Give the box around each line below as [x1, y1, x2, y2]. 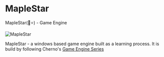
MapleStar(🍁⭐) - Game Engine [5, 19, 67, 25]
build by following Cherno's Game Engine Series [5, 46, 104, 52]
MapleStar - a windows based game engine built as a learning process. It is [5, 41, 160, 47]
